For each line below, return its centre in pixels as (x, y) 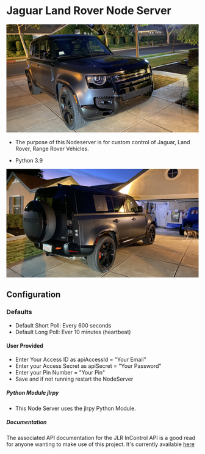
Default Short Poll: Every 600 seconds (63, 325)
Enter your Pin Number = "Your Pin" (60, 372)
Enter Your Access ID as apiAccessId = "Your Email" (81, 359)
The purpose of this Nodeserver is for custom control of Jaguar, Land (103, 142)
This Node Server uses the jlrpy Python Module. (75, 408)
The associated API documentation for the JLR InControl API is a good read (101, 438)
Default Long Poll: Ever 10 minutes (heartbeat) (73, 332)
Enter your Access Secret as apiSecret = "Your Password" (88, 366)
